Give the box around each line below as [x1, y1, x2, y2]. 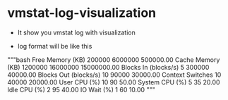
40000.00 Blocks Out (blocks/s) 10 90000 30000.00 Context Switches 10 [7, 70, 222, 79]
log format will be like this [17, 42, 92, 50]
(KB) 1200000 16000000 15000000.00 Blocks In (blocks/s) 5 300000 [7, 63, 210, 71]
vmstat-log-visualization [7, 5, 157, 21]
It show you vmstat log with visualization [17, 28, 136, 37]
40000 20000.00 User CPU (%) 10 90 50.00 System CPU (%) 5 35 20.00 [7, 77, 220, 86]
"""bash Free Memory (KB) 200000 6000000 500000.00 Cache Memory [7, 55, 220, 64]
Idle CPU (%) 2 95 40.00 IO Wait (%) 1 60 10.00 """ [7, 85, 155, 94]
